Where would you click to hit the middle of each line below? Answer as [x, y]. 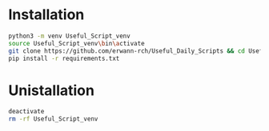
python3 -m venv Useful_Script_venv [69, 36]
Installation [46, 15]
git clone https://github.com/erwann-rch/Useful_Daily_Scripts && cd [127, 51]
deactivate [26, 112]
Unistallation [51, 90]
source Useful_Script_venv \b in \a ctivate [77, 43]
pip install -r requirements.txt [64, 58]
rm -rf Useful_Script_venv [53, 119]
